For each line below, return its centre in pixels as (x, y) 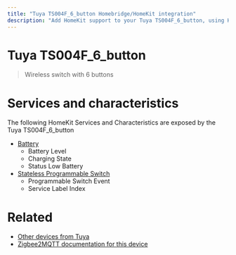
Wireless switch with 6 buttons (69, 75)
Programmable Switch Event (69, 181)
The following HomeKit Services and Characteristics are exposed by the (112, 123)
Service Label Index (57, 189)
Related (30, 217)
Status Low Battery (55, 166)
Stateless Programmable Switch (64, 174)
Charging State (50, 158)
